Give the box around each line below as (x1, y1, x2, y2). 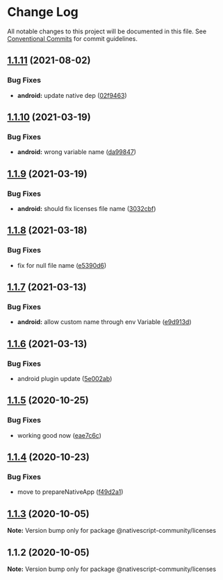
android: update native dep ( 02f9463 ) (17, 91, 127, 99)
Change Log (7, 4, 79, 20)
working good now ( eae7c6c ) (17, 431, 102, 439)
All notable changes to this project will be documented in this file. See (7, 27, 207, 35)
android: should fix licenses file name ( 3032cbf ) (17, 205, 156, 212)
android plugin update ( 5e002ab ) (17, 375, 113, 383)
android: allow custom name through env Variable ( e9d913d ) (17, 318, 192, 326)
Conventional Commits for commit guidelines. (7, 34, 138, 42)
